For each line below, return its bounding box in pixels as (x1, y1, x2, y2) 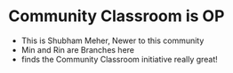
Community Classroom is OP (8, 6, 225, 26)
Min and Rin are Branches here (20, 44, 135, 55)
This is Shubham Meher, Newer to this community (20, 35, 205, 46)
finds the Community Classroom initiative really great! (20, 54, 219, 64)
